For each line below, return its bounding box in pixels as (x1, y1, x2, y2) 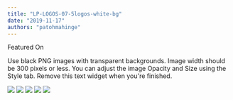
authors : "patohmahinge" (7, 23, 81, 30)
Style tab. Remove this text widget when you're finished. (7, 72, 173, 80)
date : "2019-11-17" (7, 17, 65, 24)
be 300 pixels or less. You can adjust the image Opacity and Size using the (7, 65, 227, 73)
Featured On (7, 43, 44, 52)
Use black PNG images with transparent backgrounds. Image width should (7, 57, 226, 65)
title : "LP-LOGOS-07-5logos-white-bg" (7, 10, 122, 18)
